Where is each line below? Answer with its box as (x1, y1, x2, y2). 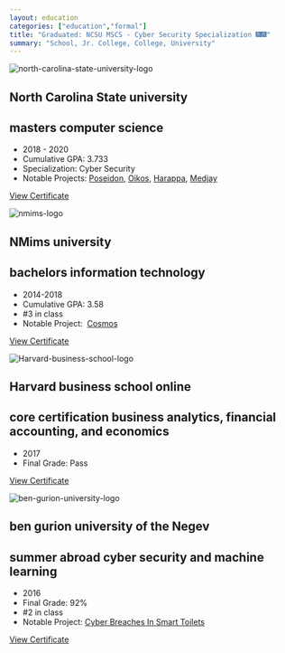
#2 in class (22, 607, 63, 618)
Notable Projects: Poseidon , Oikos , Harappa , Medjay (22, 173, 218, 184)
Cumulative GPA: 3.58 (22, 298, 104, 309)
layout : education (9, 13, 78, 23)
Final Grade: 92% (22, 598, 88, 609)
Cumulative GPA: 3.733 (22, 154, 108, 165)
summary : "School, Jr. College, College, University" (9, 38, 216, 48)
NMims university (9, 234, 112, 250)
